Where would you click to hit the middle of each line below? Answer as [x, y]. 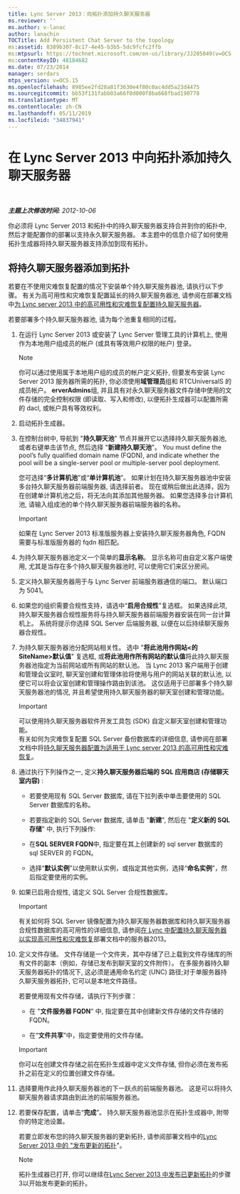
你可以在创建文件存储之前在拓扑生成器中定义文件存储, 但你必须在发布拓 [123, 1064]
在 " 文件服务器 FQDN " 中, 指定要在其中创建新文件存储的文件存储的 [126, 1011]
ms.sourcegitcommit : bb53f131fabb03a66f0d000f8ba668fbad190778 [104, 93]
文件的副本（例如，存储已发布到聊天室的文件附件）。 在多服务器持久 [124, 963]
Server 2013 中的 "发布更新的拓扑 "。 [72, 1145]
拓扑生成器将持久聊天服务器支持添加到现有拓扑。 [80, 243]
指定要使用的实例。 [63, 877]
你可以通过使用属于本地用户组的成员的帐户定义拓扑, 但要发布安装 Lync [121, 372]
